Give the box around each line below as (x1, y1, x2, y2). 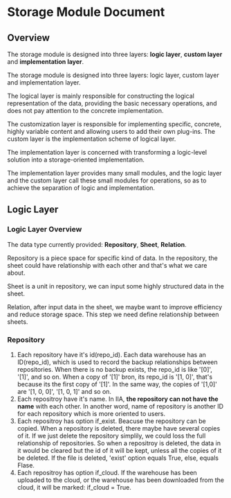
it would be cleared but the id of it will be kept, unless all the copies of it (17, 446, 222, 454)
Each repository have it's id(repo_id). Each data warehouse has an (17, 350, 206, 359)
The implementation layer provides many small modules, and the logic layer (7, 169, 223, 177)
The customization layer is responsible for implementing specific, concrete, (7, 120, 222, 128)
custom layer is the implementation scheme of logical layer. (7, 135, 176, 143)
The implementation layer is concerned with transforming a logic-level (7, 148, 207, 156)
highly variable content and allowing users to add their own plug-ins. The (7, 128, 216, 135)
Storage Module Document (7, 4, 165, 20)
